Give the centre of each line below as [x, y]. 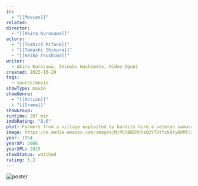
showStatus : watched [32, 154]
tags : [13, 77]
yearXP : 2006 [22, 143]
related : [17, 22]
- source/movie [30, 83]
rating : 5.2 [21, 160]
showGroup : [19, 110]
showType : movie [26, 89]
